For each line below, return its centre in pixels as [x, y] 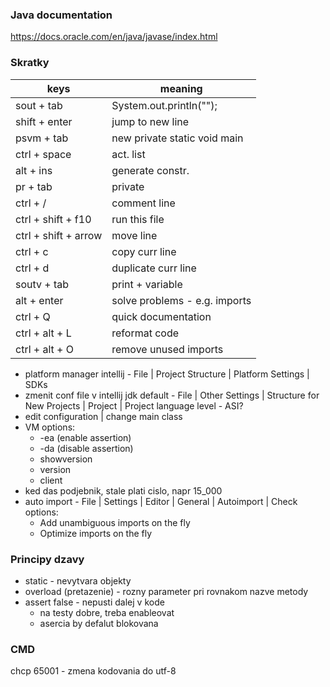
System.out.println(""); [164, 105]
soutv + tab [42, 284]
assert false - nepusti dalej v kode [94, 602]
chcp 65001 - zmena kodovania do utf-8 [93, 671]
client [51, 480]
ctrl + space [43, 154]
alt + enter [39, 300]
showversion [66, 459]
